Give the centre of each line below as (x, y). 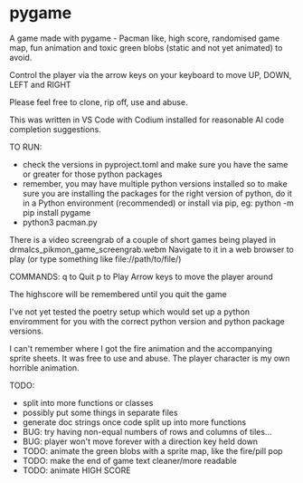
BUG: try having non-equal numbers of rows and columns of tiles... (147, 431)
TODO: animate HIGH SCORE (76, 470)
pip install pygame (57, 212)
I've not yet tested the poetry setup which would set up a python (130, 312)
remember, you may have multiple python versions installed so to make (155, 183)
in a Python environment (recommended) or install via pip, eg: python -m (158, 203)
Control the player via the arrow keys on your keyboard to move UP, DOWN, (151, 74)
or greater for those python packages (92, 174)
